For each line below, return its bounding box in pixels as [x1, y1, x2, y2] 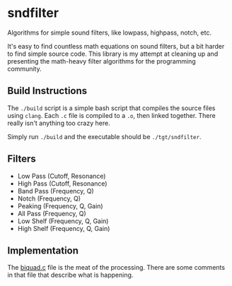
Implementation [7, 244, 79, 256]
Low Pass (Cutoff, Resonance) [17, 172, 106, 180]
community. [7, 64, 42, 73]
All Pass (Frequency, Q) [17, 209, 86, 218]
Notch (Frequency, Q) [17, 194, 81, 203]
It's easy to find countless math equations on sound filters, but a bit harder [7, 42, 225, 50]
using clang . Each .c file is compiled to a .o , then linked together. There [7, 111, 216, 119]
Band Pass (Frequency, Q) [17, 186, 94, 195]
